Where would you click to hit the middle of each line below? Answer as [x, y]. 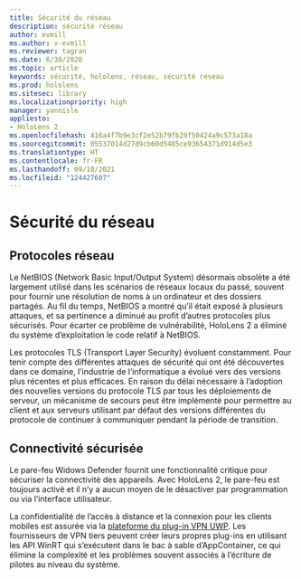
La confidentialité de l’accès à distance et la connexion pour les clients [141, 517]
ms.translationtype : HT [54, 152]
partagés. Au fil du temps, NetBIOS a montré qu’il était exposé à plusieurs [146, 306]
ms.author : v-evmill [48, 43]
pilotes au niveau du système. [65, 565]
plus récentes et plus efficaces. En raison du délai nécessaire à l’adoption [146, 382]
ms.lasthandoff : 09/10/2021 [62, 169]
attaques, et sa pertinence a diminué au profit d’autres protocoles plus [140, 316]
